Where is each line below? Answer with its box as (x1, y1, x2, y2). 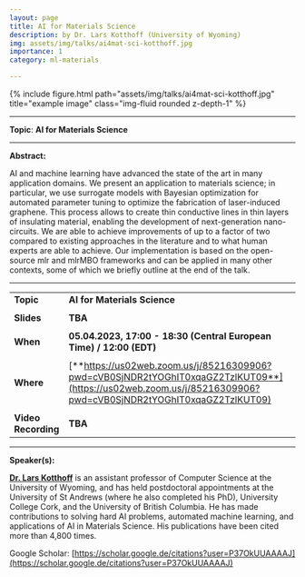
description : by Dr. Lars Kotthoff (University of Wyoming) (9, 30, 242, 39)
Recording (14, 423, 60, 435)
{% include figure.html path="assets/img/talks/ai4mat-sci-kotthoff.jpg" (9, 88, 275, 99)
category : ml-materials (9, 55, 100, 65)
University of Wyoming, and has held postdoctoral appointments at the (9, 482, 274, 492)
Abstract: (9, 151, 46, 161)
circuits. (9, 226, 39, 236)
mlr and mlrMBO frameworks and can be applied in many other (37, 255, 273, 265)
